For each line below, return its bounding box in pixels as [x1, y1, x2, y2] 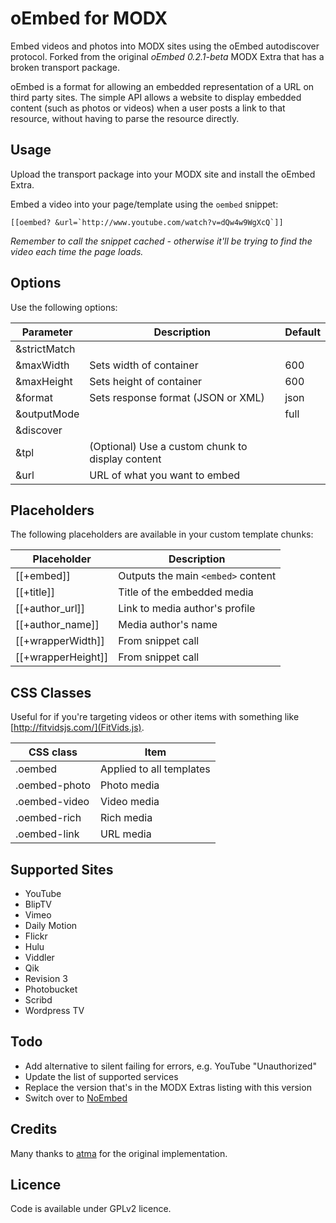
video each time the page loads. [10, 245, 144, 257]
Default [284, 325, 321, 339]
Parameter [21, 325, 73, 339]
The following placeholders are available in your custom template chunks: [10, 528, 314, 541]
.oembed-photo [15, 778, 92, 792]
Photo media [100, 778, 160, 792]
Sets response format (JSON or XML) [89, 390, 265, 404]
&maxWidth [15, 358, 70, 372]
